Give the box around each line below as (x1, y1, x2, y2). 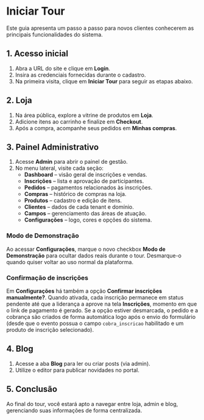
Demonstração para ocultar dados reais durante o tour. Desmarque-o (6, 251, 181, 259)
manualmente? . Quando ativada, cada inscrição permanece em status (6, 293, 184, 301)
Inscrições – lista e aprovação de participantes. (24, 178, 144, 185)
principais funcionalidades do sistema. (6, 30, 104, 38)
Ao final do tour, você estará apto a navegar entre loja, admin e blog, (6, 400, 178, 407)
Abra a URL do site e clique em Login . (15, 65, 111, 72)
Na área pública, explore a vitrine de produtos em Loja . (15, 111, 153, 119)
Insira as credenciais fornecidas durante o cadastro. (15, 71, 146, 79)
